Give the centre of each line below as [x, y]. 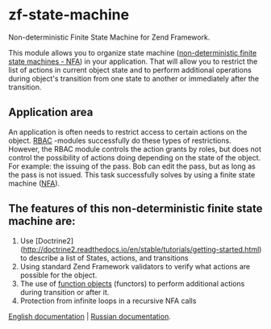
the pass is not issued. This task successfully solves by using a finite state [132, 174]
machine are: [42, 221]
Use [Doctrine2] [47, 240]
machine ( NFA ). [34, 183]
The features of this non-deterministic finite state [135, 208]
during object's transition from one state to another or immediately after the [134, 78]
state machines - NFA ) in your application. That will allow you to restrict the [133, 61]
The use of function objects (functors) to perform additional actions [132, 283]
